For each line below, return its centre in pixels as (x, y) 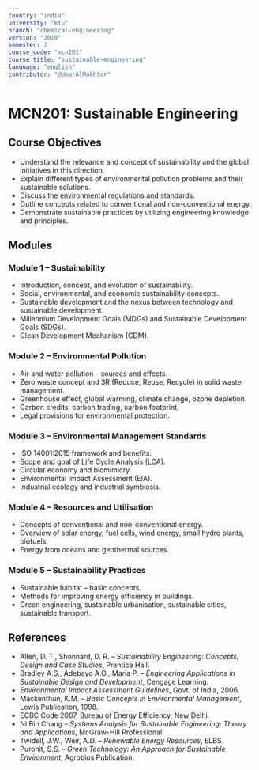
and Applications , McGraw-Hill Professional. (92, 732)
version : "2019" (35, 38)
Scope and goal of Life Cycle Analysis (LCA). (92, 461)
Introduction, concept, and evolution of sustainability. (106, 285)
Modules (30, 246)
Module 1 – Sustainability (57, 267)
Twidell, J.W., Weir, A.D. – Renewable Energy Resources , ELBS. (122, 741)
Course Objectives (55, 143)
